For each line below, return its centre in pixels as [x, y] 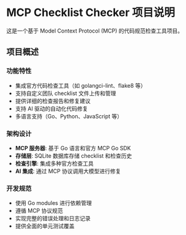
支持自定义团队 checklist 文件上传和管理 [65, 93]
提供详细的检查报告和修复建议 [53, 101]
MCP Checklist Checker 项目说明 [91, 13]
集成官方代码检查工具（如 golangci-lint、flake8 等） [80, 85]
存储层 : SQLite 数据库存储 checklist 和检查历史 [74, 156]
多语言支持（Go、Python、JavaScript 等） [69, 116]
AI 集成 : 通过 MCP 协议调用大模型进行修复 [68, 171]
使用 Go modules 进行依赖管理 [53, 203]
